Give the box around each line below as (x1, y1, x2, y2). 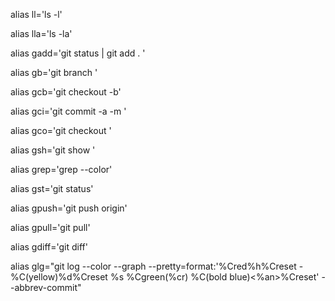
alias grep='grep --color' (10, 164, 113, 175)
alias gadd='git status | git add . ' (10, 47, 146, 59)
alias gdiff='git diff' (10, 241, 88, 253)
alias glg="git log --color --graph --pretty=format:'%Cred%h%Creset (10, 260, 297, 272)
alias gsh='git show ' (10, 144, 96, 156)
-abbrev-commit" (10, 282, 82, 293)
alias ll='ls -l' (10, 9, 63, 20)
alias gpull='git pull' (10, 222, 91, 233)
